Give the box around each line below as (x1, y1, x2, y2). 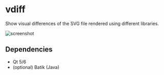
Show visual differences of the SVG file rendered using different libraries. (5, 20, 159, 27)
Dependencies (5, 45, 53, 54)
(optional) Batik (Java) (12, 64, 60, 70)
